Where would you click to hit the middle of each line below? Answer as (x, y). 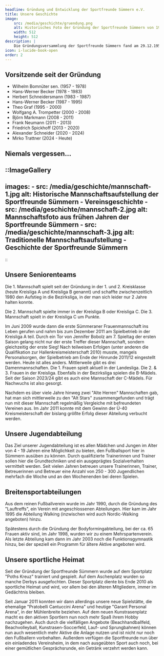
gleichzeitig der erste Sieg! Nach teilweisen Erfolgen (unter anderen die (77, 347)
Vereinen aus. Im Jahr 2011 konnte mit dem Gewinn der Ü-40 (66, 408)
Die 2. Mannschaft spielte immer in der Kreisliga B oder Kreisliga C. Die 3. (79, 311)
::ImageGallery (28, 170)
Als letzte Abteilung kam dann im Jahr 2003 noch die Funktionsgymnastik (79, 539)
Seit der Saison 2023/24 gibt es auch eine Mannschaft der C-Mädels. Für (79, 378)
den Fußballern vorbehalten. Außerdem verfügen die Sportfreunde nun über (82, 638)
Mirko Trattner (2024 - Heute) (42, 138)
